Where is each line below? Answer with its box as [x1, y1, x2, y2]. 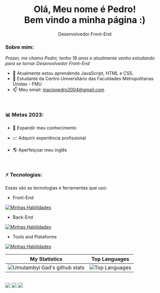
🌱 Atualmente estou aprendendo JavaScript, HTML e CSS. [12, 70, 134, 76]
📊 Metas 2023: [5, 111, 44, 118]
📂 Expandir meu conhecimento [12, 125, 77, 131]
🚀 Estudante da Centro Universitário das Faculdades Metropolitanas [12, 76, 154, 82]
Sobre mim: [5, 43, 34, 51]
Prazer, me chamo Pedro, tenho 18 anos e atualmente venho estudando [5, 55, 155, 61]
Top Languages [91, 255, 130, 262]
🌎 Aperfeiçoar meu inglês [12, 146, 67, 153]
